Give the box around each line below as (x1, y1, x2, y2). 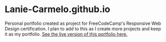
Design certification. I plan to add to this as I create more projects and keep (5, 25, 161, 31)
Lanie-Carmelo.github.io (5, 4, 110, 15)
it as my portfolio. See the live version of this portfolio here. (5, 31, 128, 37)
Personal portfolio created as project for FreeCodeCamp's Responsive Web (5, 20, 161, 26)
